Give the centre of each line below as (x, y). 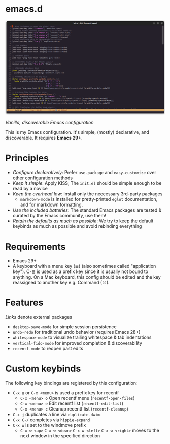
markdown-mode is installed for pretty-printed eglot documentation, (89, 199)
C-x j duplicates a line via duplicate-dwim (56, 414)
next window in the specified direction (60, 436)
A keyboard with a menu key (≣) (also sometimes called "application (84, 266)
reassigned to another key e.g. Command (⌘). (61, 282)
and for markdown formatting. (52, 204)
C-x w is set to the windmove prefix (49, 425)
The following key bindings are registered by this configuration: (72, 383)
